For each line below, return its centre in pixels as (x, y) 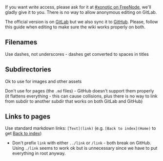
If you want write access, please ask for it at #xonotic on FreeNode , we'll (78, 7)
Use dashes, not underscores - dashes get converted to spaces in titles (77, 54)
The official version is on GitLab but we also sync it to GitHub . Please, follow (82, 22)
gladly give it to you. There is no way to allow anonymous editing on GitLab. (81, 12)
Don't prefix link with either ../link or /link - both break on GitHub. (81, 143)
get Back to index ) (23, 134)
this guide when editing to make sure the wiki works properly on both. (75, 27)
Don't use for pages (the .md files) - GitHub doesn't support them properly (80, 91)
